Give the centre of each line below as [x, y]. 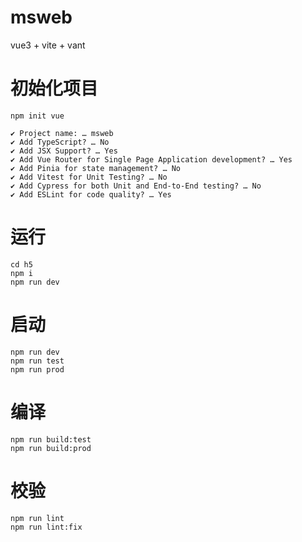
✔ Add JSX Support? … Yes [64, 151]
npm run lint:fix [46, 527]
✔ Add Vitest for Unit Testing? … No [89, 177]
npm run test [37, 361]
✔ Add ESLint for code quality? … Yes [91, 194]
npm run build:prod [51, 448]
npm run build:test [51, 439]
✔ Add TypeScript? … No [60, 142]
